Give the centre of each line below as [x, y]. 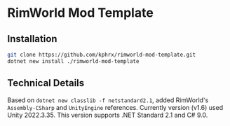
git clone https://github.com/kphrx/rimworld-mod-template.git [102, 55]
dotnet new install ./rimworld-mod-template [73, 61]
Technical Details [46, 83]
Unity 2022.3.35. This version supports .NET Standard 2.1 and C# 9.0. [108, 115]
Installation [32, 39]
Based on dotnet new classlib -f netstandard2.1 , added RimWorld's [108, 100]
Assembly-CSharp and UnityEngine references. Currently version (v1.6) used [115, 107]
